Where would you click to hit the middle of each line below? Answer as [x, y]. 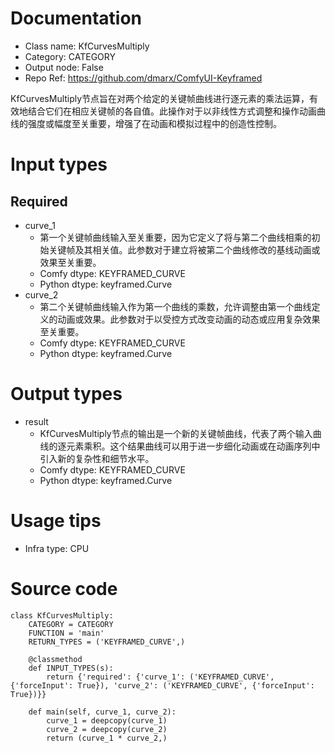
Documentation [76, 18]
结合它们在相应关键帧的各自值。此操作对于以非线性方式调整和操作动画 [172, 111]
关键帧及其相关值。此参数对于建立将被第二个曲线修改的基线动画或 [184, 249]
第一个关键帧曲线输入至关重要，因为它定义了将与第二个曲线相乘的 [175, 237]
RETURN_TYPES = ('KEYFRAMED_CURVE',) [107, 642]
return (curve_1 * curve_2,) [107, 738]
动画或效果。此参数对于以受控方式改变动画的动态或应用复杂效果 [189, 319]
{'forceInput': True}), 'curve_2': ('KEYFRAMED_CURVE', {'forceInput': [162, 685]
